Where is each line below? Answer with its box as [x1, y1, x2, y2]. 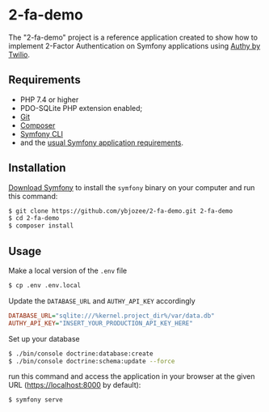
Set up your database [8, 333, 80, 343]
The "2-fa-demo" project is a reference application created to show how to [8, 32, 258, 42]
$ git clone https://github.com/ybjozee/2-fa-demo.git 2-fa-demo [8, 206, 233, 215]
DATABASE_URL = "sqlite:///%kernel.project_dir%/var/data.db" [8, 312, 216, 320]
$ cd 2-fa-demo [8, 214, 60, 223]
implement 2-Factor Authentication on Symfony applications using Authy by [8, 40, 261, 50]
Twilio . [8, 49, 31, 59]
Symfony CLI [19, 129, 63, 138]
